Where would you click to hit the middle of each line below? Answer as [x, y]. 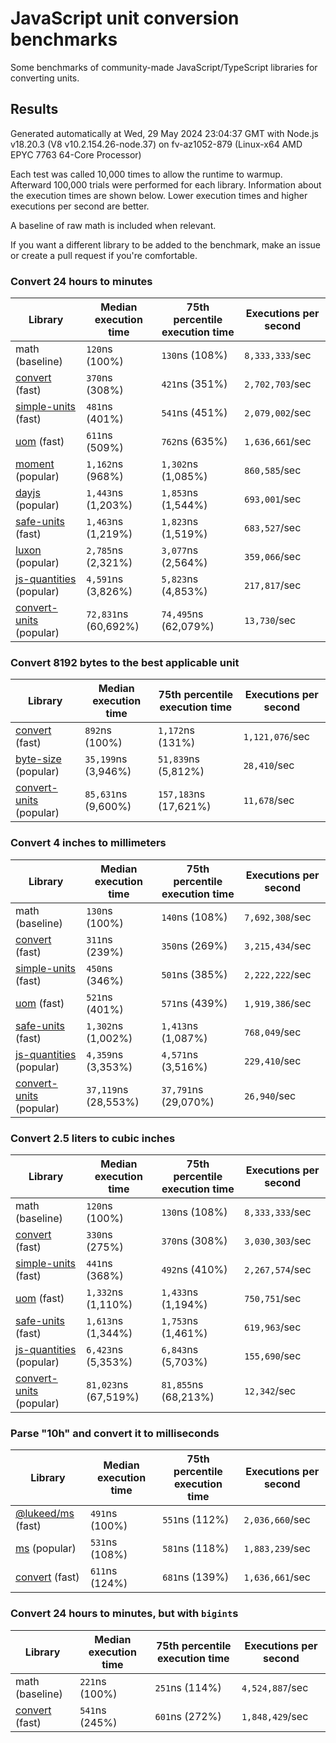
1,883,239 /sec [277, 1549]
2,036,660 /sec [277, 1520]
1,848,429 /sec [275, 1716]
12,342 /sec [270, 1390]
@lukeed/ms [45, 1514]
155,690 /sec [273, 1355]
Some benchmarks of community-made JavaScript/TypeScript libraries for [164, 67]
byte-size [38, 759]
